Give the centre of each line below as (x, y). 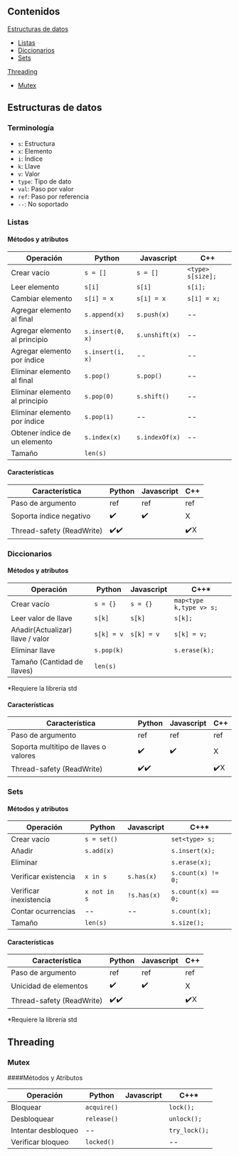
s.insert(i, (105, 352)
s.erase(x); (191, 863)
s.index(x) (103, 437)
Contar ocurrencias (43, 911)
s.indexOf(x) (158, 437)
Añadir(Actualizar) (42, 630)
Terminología (31, 128)
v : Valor (29, 174)
